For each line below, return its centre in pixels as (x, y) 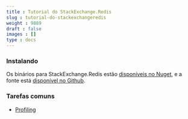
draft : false (24, 29)
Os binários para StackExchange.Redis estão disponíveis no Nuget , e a (94, 74)
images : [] (21, 34)
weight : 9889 (24, 23)
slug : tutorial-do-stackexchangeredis (56, 18)
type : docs (21, 40)
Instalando (22, 61)
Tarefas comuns (31, 96)
